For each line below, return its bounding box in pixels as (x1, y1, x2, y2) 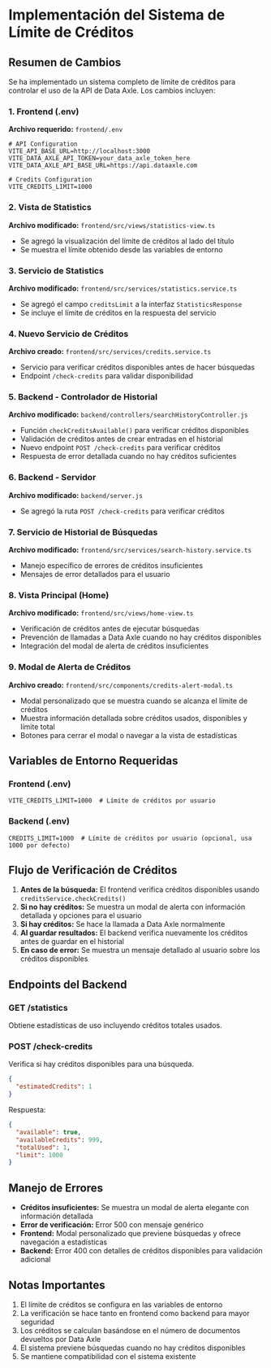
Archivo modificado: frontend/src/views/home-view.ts (8, 608, 194, 618)
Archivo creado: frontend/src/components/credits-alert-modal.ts (8, 680, 234, 689)
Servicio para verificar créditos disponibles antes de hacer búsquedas (19, 362, 256, 372)
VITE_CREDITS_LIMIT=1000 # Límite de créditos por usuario (8, 797, 217, 805)
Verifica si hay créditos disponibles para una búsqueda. (8, 1060, 195, 1069)
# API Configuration (8, 140, 79, 148)
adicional (19, 1255, 51, 1265)
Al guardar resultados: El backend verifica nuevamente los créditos (19, 928, 248, 937)
